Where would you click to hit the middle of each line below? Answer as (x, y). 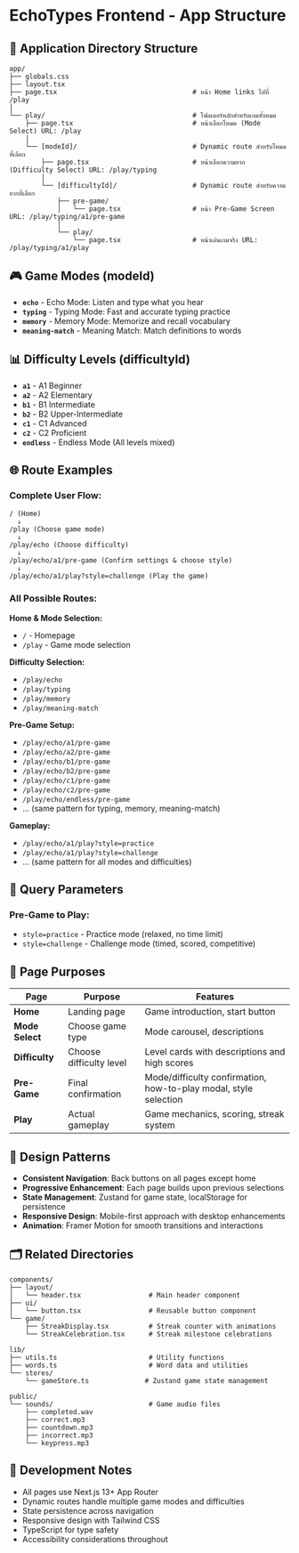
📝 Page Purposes (57, 971)
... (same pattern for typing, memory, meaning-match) (121, 808)
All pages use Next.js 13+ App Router (90, 1492)
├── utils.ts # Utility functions (117, 1357)
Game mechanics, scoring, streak (214, 1114)
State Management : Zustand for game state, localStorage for (134, 1197)
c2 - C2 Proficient (54, 433)
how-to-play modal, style (199, 1088)
